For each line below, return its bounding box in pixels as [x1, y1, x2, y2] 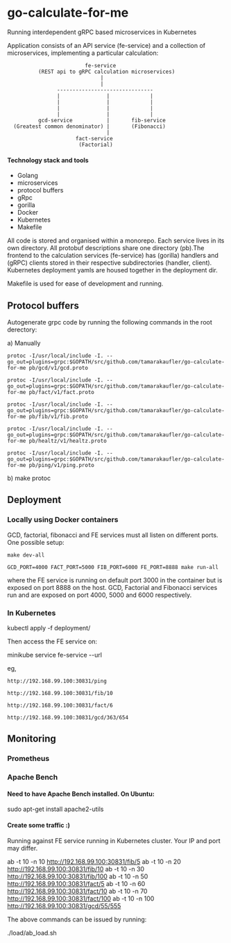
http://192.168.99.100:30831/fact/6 [7, 702, 113, 709]
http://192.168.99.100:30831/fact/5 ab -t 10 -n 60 [7, 879, 146, 887]
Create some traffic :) [7, 821, 71, 829]
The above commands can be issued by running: [7, 915, 147, 924]
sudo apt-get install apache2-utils [7, 805, 104, 814]
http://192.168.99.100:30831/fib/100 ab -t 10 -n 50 [7, 872, 148, 880]
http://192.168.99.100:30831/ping [7, 678, 108, 684]
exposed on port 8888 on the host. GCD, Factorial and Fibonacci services [7, 583, 218, 591]
